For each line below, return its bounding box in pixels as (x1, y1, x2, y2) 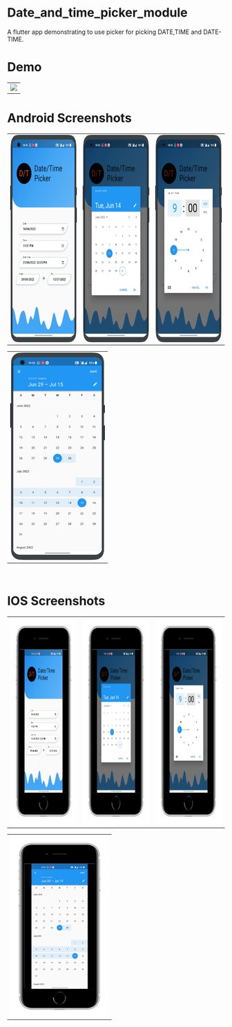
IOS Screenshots (7, 593, 106, 609)
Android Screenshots (7, 111, 133, 126)
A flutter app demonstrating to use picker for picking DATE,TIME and (7, 28, 202, 36)
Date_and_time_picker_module (7, 5, 188, 21)
